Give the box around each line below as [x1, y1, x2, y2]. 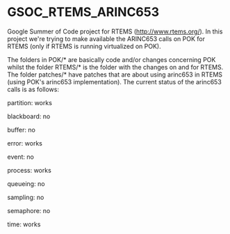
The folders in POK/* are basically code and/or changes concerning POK [7, 55, 216, 63]
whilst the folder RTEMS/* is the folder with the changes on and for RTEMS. [7, 63, 224, 71]
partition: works [7, 98, 52, 107]
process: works [7, 166, 52, 174]
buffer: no [7, 125, 36, 134]
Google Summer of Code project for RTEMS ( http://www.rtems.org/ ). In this [7, 27, 223, 36]
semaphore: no [7, 206, 51, 214]
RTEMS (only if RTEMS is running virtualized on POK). [7, 42, 161, 50]
